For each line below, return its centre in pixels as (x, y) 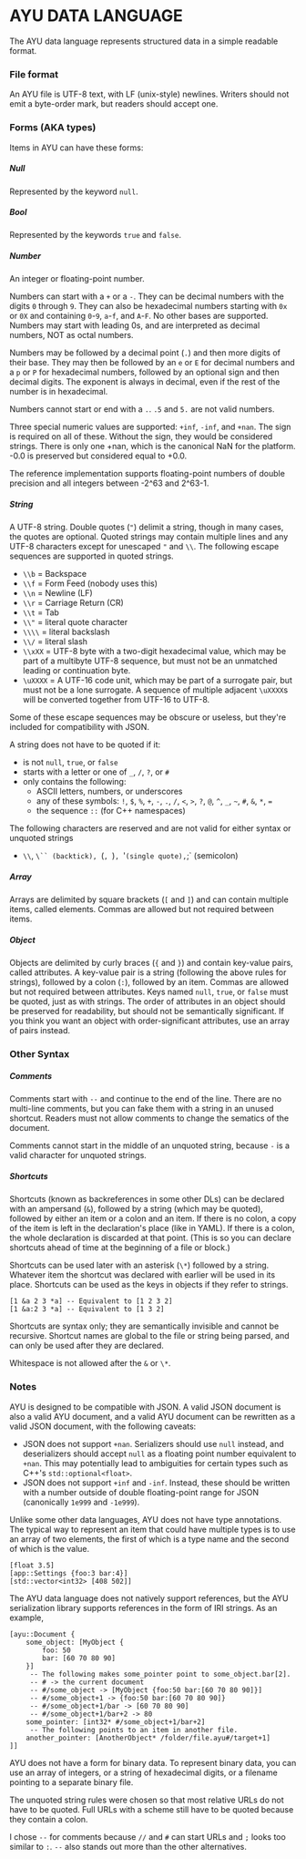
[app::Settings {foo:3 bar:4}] (69, 1573)
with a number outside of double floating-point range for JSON (141, 1492)
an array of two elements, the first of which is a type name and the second (149, 1539)
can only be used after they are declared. (87, 1346)
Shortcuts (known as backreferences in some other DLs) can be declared (147, 1199)
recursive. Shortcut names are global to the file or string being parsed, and (149, 1336)
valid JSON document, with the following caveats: (103, 1426)
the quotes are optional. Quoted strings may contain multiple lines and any (149, 537)
